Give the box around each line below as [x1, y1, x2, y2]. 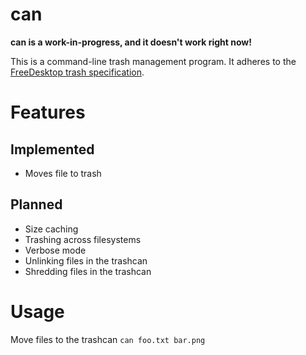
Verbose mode [24, 244, 87, 256]
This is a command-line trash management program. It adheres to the [10, 55, 297, 67]
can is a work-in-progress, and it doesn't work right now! [10, 36, 252, 48]
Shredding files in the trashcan [24, 265, 152, 277]
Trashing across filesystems [24, 233, 142, 245]
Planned [10, 196, 63, 213]
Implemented [10, 141, 95, 158]
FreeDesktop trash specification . [10, 66, 145, 78]
